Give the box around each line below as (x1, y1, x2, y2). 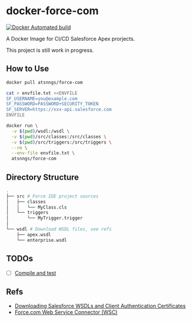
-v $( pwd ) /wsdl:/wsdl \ (11, 128, 69, 134)
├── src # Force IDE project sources (6, 193, 99, 199)
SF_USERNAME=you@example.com (6, 96, 78, 102)
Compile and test (14, 269, 57, 276)
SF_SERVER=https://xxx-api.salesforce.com (6, 106, 112, 113)
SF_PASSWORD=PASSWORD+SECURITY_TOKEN (6, 101, 99, 107)
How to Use (6, 64, 49, 74)
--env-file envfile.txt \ (11, 150, 75, 156)
